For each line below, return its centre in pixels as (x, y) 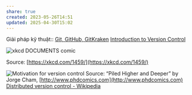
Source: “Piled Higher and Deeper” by (132, 74)
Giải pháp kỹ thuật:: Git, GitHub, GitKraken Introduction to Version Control (96, 40)
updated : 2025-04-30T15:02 (40, 22)
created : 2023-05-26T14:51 (40, 17)
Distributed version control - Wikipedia (53, 86)
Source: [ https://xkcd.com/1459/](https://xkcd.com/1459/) (77, 62)
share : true (21, 12)
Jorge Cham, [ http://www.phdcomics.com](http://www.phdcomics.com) (95, 80)
